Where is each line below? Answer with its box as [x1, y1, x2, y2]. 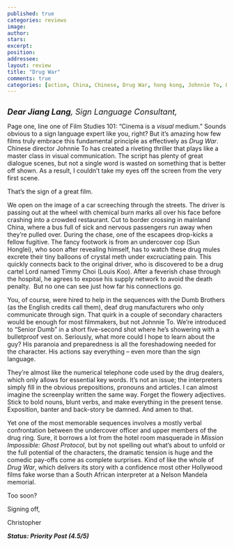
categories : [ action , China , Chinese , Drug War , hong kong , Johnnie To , [7, 81, 223, 88]
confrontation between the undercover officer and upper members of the [7, 426, 217, 435]
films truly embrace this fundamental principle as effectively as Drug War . [7, 137, 219, 145]
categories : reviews [7, 17, 68, 24]
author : [7, 29, 30, 37]
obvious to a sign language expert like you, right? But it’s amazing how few [7, 129, 221, 138]
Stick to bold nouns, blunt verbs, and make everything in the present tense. [7, 398, 223, 406]
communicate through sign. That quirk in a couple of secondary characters [7, 310, 223, 319]
